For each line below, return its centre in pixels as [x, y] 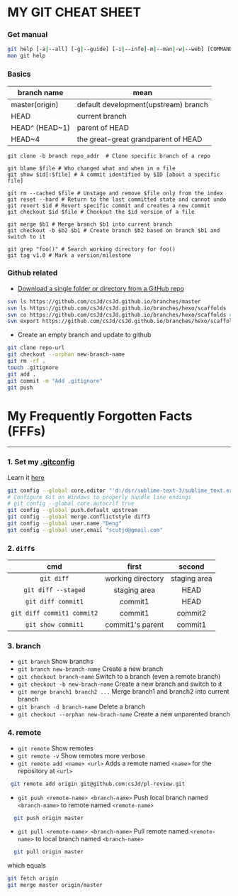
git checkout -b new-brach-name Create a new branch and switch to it [120, 684]
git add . [22, 374]
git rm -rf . [27, 361]
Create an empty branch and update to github [84, 335]
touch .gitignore [33, 367]
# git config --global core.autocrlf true [71, 504]
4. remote [24, 733]
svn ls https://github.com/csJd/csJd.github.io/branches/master [104, 301]
